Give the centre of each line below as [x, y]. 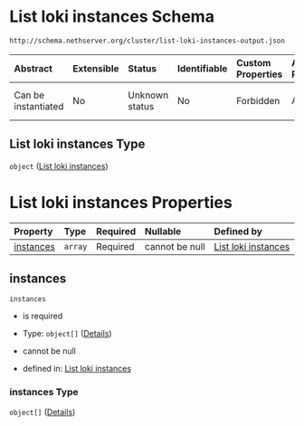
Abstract [33, 68]
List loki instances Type [77, 144]
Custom [254, 62]
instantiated [39, 106]
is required [43, 316]
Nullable [163, 231]
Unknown [148, 95]
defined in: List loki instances [77, 369]
